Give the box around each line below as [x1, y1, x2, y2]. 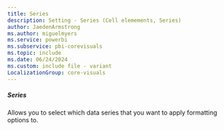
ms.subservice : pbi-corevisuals [7, 43, 102, 50]
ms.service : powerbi [7, 37, 69, 44]
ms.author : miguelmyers [7, 30, 78, 37]
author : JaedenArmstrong [7, 23, 81, 30]
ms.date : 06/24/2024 [7, 56, 69, 63]
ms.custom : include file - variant [7, 63, 112, 70]
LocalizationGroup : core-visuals [7, 69, 106, 76]
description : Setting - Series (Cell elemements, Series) [7, 17, 182, 24]
